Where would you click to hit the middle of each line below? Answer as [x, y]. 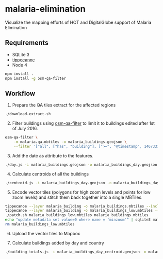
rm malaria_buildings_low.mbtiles [40, 224]
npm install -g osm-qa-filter [36, 78]
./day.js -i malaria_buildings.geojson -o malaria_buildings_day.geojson [81, 164]
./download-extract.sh [28, 114]
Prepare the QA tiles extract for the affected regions [64, 105]
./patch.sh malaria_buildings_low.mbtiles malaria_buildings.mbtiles [77, 215]
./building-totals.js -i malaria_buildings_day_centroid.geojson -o [76, 252]
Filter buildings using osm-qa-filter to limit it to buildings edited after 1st [83, 123]
